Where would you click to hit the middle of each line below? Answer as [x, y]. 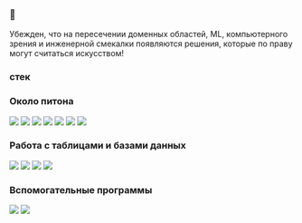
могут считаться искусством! [67, 53]
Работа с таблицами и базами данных [98, 146]
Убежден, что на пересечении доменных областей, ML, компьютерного [149, 34]
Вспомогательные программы [81, 189]
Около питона [42, 102]
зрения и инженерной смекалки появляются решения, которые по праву [151, 44]
